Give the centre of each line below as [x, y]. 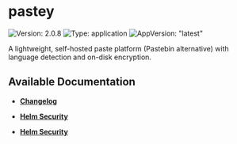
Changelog [38, 100]
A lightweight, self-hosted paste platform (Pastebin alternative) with [119, 48]
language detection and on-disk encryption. [80, 57]
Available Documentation [72, 82]
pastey [31, 11]
